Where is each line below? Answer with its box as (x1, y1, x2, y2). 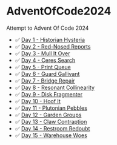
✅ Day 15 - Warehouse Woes (15, 132, 88, 139)
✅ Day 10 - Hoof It (15, 97, 61, 104)
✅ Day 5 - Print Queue (15, 63, 71, 70)
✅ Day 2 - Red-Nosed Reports (15, 42, 91, 50)
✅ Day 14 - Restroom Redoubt (15, 124, 90, 132)
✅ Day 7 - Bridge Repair (15, 77, 75, 84)
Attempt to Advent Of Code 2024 (6, 24, 89, 32)
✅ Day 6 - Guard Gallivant (15, 70, 80, 77)
